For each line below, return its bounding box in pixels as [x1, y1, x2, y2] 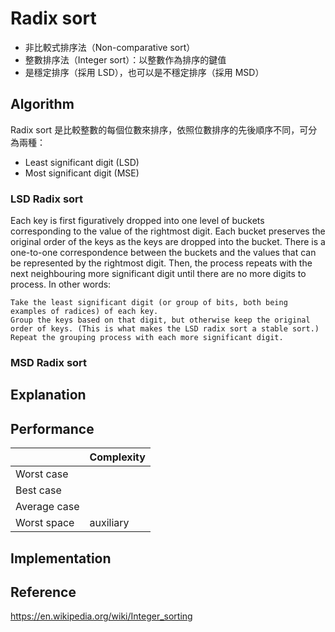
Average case [15, 500, 80, 514]
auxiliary [89, 516, 130, 530]
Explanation [10, 387, 87, 404]
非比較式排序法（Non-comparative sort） [24, 41, 196, 53]
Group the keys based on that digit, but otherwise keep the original [10, 315, 311, 326]
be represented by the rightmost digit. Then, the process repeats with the [10, 257, 313, 269]
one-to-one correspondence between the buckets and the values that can [10, 247, 317, 259]
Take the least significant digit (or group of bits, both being [10, 298, 288, 308]
